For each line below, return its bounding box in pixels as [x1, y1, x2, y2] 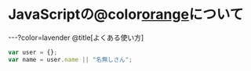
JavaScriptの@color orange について [8, 5, 244, 23]
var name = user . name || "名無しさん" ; [8, 55, 133, 63]
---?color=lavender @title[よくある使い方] [8, 33, 144, 42]
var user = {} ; [8, 48, 58, 56]
